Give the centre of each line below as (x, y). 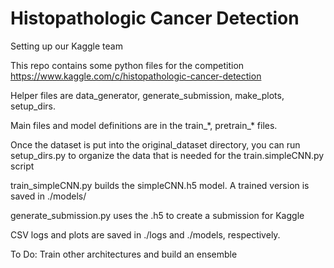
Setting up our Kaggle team (66, 46)
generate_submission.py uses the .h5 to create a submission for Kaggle (157, 215)
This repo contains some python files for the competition (127, 65)
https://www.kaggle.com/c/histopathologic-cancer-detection (136, 76)
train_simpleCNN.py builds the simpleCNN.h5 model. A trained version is (160, 185)
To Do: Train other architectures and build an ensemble (124, 254)
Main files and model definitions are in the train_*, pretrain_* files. (144, 125)
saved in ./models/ (48, 196)
